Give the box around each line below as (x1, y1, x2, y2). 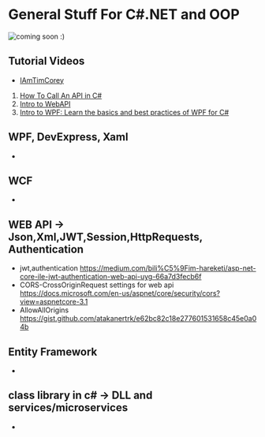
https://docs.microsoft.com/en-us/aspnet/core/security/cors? (19, 289, 221, 298)
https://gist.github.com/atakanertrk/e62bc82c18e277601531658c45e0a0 (19, 314, 257, 323)
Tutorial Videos (8, 54, 85, 68)
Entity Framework (8, 345, 98, 358)
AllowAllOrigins (19, 305, 69, 315)
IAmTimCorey (19, 75, 65, 84)
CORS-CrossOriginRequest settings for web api (19, 280, 174, 289)
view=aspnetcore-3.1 (19, 297, 88, 307)
